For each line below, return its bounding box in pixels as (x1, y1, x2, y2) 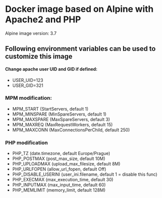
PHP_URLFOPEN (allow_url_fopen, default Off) (12, 166, 107, 172)
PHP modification (5, 139, 48, 146)
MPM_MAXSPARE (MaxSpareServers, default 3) (12, 116, 110, 122)
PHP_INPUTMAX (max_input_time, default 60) (12, 182, 106, 188)
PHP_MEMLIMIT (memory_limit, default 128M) (12, 187, 106, 193)
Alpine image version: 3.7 (5, 30, 57, 36)
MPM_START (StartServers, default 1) (12, 106, 89, 112)
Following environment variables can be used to (5, 44, 156, 53)
